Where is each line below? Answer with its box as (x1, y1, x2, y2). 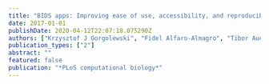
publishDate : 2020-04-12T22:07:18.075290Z (8, 26, 152, 34)
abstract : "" (8, 49, 52, 57)
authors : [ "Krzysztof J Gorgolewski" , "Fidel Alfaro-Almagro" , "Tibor (8, 34, 249, 42)
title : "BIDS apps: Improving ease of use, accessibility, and (8, 11, 224, 20)
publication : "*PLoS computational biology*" (8, 64, 163, 72)
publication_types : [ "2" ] (8, 42, 94, 50)
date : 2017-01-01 (8, 19, 66, 27)
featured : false (8, 57, 62, 65)
